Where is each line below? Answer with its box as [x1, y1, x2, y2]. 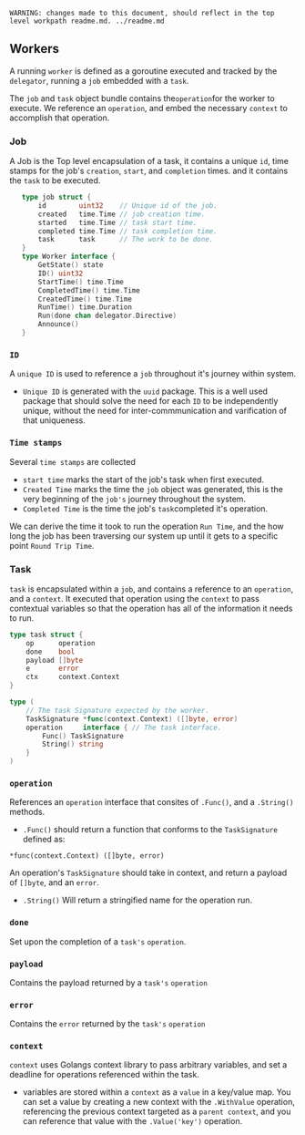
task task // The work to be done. [37, 235, 214, 244]
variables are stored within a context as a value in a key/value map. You [22, 1087, 291, 1098]
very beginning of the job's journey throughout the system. [22, 493, 247, 504]
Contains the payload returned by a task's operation [9, 976, 208, 988]
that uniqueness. [22, 415, 86, 426]
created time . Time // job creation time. [37, 210, 206, 219]
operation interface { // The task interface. [25, 723, 222, 732]
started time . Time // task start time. [37, 218, 198, 227]
